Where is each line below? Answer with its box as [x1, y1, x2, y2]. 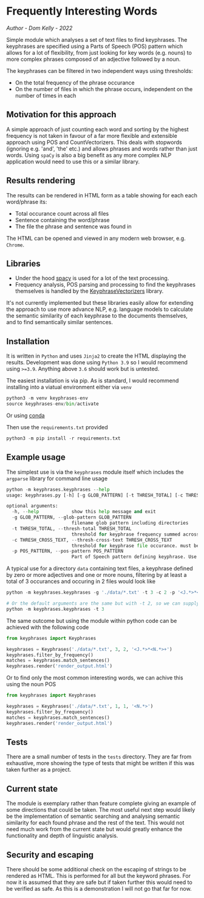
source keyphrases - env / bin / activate [6, 401, 99, 407]
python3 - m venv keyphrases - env [6, 395, 88, 401]
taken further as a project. [6, 766, 72, 774]
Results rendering [6, 175, 76, 186]
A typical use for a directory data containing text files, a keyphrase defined [6, 565, 193, 572]
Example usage [6, 452, 66, 463]
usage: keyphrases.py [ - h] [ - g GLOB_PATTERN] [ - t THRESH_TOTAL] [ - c [6, 492, 183, 498]
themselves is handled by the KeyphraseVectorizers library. [15, 287, 164, 295]
